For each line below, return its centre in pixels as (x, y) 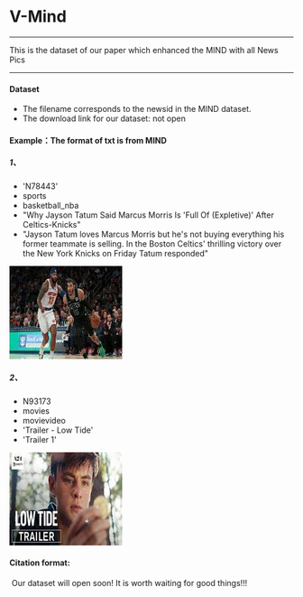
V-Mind (38, 17)
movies (36, 410)
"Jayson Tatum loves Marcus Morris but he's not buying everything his (153, 234)
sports (34, 195)
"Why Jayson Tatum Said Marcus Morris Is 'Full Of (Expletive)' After (148, 215)
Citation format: (40, 563)
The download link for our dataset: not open (104, 118)
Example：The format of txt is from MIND (88, 140)
